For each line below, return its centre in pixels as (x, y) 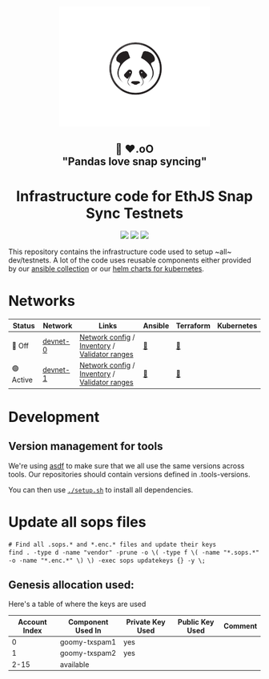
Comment (241, 626)
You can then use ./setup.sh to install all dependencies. (101, 489)
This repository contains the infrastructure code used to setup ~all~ (120, 252)
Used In (88, 630)
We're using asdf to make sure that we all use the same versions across (126, 465)
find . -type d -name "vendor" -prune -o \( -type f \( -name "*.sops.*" (134, 552)
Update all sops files (77, 522)
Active (22, 380)
